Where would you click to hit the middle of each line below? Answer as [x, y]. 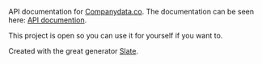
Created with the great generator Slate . [74, 51]
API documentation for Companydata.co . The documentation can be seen [131, 12]
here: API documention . [48, 20]
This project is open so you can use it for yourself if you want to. [116, 36]
